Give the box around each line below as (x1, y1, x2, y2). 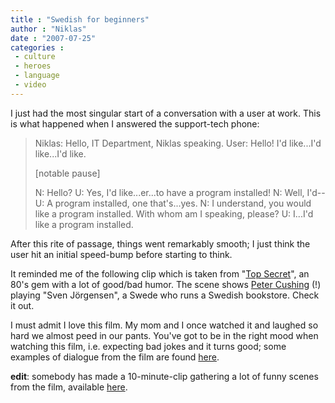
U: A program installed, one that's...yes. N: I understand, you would (34, 197, 312, 209)
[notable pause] (34, 167, 101, 179)
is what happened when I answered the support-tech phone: (10, 117, 260, 130)
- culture (14, 52, 56, 62)
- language (14, 71, 60, 81)
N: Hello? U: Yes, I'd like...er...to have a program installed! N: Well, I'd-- (34, 186, 326, 198)
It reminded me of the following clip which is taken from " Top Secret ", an (10, 267, 310, 280)
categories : (10, 42, 65, 53)
